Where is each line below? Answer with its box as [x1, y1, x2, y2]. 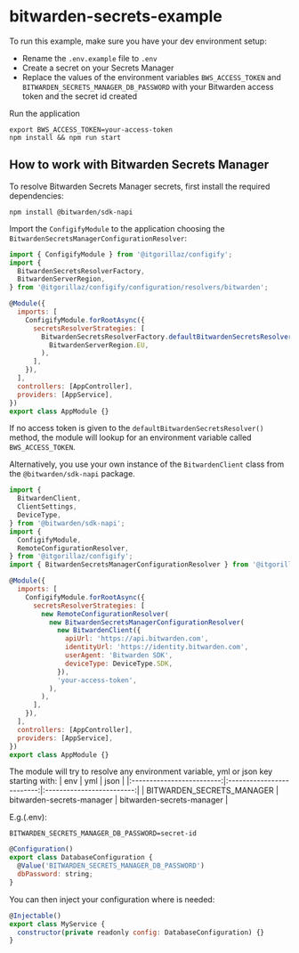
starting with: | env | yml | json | [9, 776, 125, 786]
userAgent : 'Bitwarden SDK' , [65, 651, 174, 660]
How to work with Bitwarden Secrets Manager [9, 158, 270, 173]
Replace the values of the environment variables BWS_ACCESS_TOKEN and [21, 71, 282, 82]
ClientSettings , [17, 502, 77, 511]
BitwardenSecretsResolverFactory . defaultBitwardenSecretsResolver [41, 332, 293, 341]
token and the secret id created [21, 91, 138, 102]
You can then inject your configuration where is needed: [9, 893, 215, 905]
